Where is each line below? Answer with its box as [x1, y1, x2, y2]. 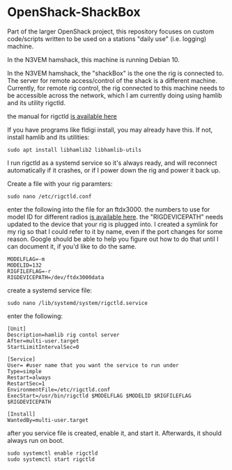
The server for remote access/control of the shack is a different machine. [7, 76, 217, 84]
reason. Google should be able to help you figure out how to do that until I [7, 235, 219, 243]
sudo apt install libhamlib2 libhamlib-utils [7, 146, 141, 153]
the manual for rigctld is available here [7, 112, 117, 120]
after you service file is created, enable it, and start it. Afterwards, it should [7, 429, 222, 437]
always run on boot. [7, 436, 64, 444]
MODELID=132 [7, 262, 42, 269]
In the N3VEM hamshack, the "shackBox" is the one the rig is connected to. [7, 69, 224, 77]
